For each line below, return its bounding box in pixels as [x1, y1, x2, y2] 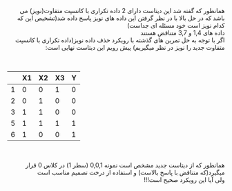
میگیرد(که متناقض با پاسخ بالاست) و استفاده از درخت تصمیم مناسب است [37, 168, 225, 176]
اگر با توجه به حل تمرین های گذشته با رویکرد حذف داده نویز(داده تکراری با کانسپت [14, 36, 225, 44]
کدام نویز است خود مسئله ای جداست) [126, 21, 225, 29]
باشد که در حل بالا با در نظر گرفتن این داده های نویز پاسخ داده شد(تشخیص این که [17, 14, 225, 22]
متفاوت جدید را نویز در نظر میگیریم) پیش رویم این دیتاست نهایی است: [45, 44, 225, 51]
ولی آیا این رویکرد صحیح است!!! [144, 176, 225, 183]
